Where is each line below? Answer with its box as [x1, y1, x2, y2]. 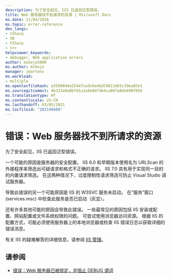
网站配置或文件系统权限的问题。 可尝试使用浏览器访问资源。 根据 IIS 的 [14, 213, 163, 219]
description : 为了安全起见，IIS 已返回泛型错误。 [5, 7, 102, 13]
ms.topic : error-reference [5, 21, 63, 27]
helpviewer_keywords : [5, 50, 52, 55]
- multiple [5, 79, 29, 84]
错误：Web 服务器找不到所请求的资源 [5, 131, 162, 142]
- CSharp [5, 31, 24, 36]
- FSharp [5, 41, 24, 46]
